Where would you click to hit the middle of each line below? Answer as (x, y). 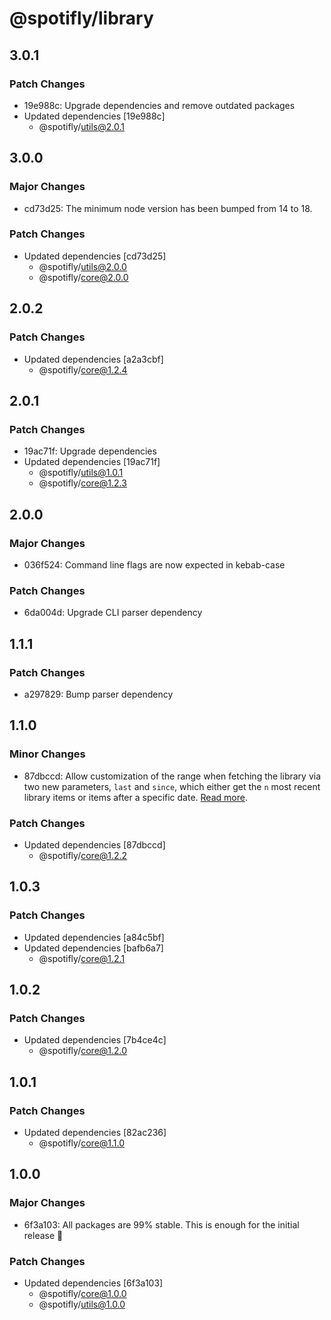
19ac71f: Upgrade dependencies (90, 451)
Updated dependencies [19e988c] (94, 116)
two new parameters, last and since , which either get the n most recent (172, 786)
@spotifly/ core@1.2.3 (82, 483)
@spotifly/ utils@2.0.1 (81, 126)
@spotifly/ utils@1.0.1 (81, 473)
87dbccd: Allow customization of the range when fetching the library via (172, 776)
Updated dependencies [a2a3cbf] (93, 359)
